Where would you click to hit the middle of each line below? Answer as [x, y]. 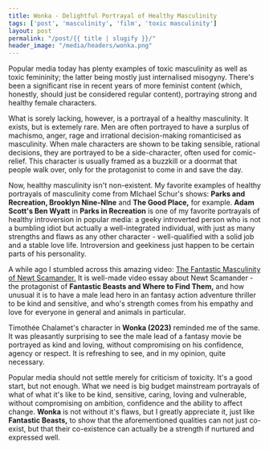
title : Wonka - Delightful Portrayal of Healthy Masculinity [113, 16]
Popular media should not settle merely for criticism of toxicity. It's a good [130, 378]
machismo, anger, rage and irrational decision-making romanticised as [125, 136]
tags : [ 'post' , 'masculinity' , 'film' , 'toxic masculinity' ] [113, 23]
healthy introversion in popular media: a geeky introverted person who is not [134, 220]
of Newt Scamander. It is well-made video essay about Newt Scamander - [131, 278]
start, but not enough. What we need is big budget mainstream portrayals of [134, 386]
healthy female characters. [53, 103]
